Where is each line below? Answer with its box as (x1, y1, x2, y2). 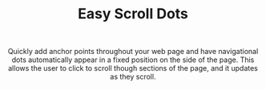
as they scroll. (110, 72, 156, 81)
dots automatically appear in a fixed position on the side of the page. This (11, 55, 255, 64)
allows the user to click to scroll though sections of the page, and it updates (7, 63, 259, 72)
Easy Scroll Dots (77, 5, 189, 23)
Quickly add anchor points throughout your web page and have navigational (7, 46, 259, 56)
